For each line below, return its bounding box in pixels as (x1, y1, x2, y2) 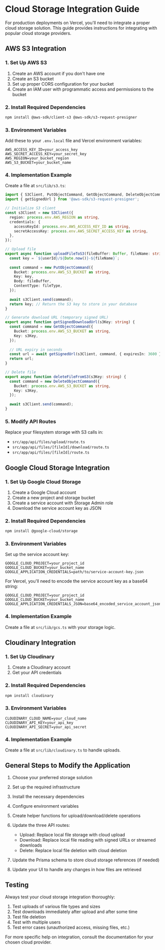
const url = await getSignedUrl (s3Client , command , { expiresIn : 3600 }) (9, 352, 164, 357)
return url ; (9, 356, 34, 361)
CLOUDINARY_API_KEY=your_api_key (5, 720, 74, 725)
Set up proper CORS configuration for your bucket (12, 81, 114, 87)
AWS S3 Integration (5, 44, 66, 53)
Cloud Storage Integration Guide (5, 3, 140, 15)
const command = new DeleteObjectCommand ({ (9, 379, 100, 384)
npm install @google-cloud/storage (5, 528, 78, 534)
